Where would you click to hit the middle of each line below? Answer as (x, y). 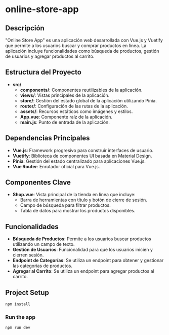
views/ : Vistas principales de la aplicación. (65, 95)
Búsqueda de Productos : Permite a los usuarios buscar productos (82, 239)
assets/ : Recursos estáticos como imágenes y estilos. (76, 111)
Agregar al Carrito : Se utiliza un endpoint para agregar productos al (83, 271)
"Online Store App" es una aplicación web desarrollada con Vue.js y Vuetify (84, 40)
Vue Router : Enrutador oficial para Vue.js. (56, 166)
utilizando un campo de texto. (44, 244)
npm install (18, 304)
